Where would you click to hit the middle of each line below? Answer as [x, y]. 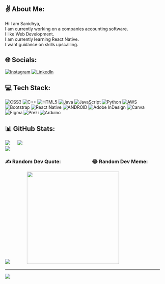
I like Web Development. [30, 34]
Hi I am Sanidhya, [23, 23]
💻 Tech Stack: [28, 88]
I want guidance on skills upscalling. [42, 44]
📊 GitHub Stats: [30, 129]
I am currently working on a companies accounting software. [67, 29]
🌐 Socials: [21, 60]
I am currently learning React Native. [42, 39]
